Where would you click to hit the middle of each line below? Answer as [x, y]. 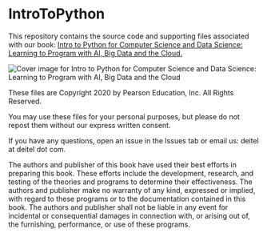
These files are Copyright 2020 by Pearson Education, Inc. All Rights [121, 92]
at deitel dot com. [37, 149]
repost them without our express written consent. [90, 125]
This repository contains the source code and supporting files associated [129, 36]
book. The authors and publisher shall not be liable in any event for [118, 207]
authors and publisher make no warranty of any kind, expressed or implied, [132, 190]
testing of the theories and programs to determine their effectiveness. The [131, 182]
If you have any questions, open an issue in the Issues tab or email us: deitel [134, 140]
